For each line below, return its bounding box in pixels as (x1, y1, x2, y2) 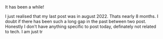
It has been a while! (5, 4, 44, 10)
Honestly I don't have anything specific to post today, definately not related (5, 24, 156, 29)
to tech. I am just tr (5, 29, 43, 34)
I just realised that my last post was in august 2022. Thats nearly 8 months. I (5, 13, 159, 19)
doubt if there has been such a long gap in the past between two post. (5, 19, 146, 24)
